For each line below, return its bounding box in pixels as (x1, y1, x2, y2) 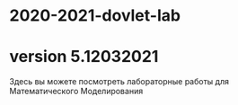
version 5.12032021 (9, 47, 159, 67)
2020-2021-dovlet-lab (9, 5, 181, 26)
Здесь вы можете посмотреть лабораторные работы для (9, 76, 229, 87)
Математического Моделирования (9, 86, 144, 97)
